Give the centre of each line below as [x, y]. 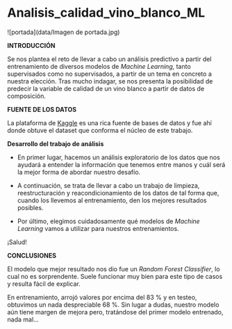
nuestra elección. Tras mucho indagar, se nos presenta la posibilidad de [110, 81]
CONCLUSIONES [32, 255]
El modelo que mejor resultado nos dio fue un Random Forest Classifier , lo [114, 268]
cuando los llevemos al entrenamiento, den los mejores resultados [112, 200]
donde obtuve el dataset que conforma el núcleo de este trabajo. [100, 130]
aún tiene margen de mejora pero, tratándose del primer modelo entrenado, [115, 312]
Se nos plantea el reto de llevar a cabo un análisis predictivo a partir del [109, 59]
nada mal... [23, 319]
